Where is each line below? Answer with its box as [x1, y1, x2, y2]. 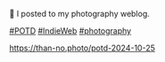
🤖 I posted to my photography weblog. [9, 9, 150, 19]
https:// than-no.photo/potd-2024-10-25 [9, 43, 156, 53]
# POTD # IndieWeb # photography [9, 26, 132, 35]
